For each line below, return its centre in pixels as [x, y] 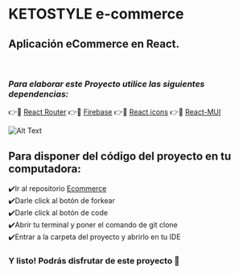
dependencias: [39, 93]
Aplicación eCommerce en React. [94, 44]
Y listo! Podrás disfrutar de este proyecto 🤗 [94, 261]
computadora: [45, 169]
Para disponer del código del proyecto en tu [120, 156]
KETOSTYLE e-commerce [96, 14]
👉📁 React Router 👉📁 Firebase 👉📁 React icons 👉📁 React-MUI [115, 112]
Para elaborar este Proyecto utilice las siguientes [107, 84]
